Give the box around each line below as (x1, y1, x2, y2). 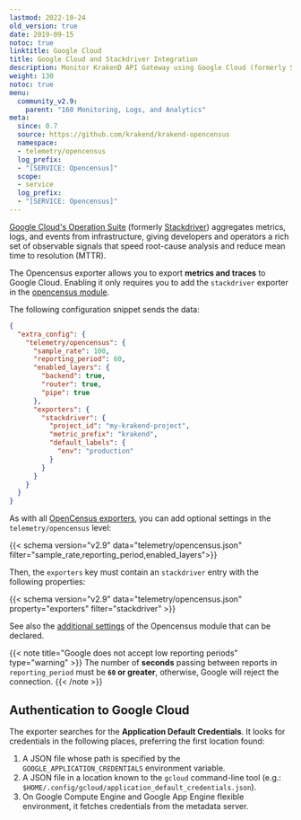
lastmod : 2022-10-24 (9, 13, 87, 22)
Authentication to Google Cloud (9, 702, 190, 718)
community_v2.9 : (17, 96, 78, 106)
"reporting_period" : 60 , (32, 355, 126, 364)
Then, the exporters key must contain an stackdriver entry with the (9, 567, 260, 578)
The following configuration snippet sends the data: (9, 304, 200, 314)
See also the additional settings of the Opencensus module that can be (9, 621, 271, 631)
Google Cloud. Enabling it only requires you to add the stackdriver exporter (9, 277, 289, 287)
